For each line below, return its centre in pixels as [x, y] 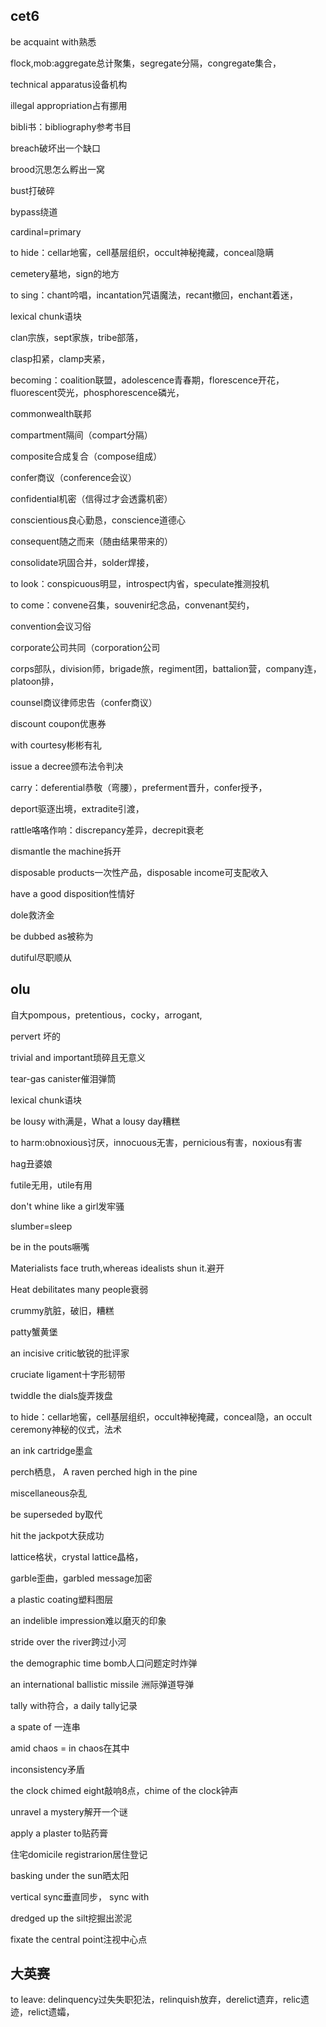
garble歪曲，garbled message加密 [81, 1578]
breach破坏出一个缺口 [56, 148]
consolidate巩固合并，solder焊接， [82, 562]
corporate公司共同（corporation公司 [85, 647]
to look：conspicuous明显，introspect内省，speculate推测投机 [140, 583]
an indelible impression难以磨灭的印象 [88, 1620]
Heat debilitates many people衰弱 [79, 1289]
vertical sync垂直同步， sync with [80, 1896]
